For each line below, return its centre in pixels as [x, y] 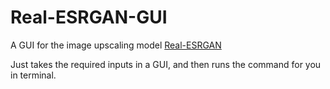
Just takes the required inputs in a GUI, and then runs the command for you [166, 64]
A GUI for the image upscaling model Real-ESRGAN [116, 45]
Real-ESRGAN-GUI [89, 17]
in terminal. [33, 75]
